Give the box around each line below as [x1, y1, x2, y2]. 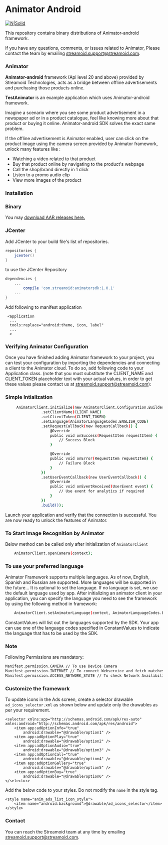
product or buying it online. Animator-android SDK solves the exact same [5, 120, 156, 127]
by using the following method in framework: [5, 601, 97, 607]
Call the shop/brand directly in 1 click [12, 167, 89, 173]
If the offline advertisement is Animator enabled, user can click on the [5, 136, 149, 142]
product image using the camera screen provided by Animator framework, [5, 141, 158, 147]
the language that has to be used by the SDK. [5, 630, 98, 636]
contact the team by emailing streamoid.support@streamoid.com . [5, 50, 140, 56]
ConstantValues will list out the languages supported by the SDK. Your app [5, 620, 159, 626]
